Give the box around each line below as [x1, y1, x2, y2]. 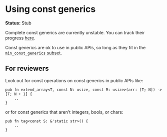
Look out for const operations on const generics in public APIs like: [5, 77, 143, 83]
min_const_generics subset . [5, 50, 62, 56]
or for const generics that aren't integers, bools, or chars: [5, 109, 123, 115]
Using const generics [5, 3, 96, 15]
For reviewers [5, 64, 49, 73]
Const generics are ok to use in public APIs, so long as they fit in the [5, 44, 146, 50]
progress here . [5, 35, 36, 41]
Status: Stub [5, 20, 31, 26]
